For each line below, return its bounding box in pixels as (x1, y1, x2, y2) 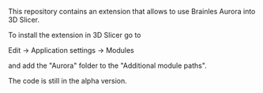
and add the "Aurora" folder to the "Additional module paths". (8, 61, 207, 70)
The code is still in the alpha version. (8, 76, 128, 85)
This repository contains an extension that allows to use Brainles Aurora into (8, 7, 256, 16)
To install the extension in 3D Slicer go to (8, 31, 141, 39)
